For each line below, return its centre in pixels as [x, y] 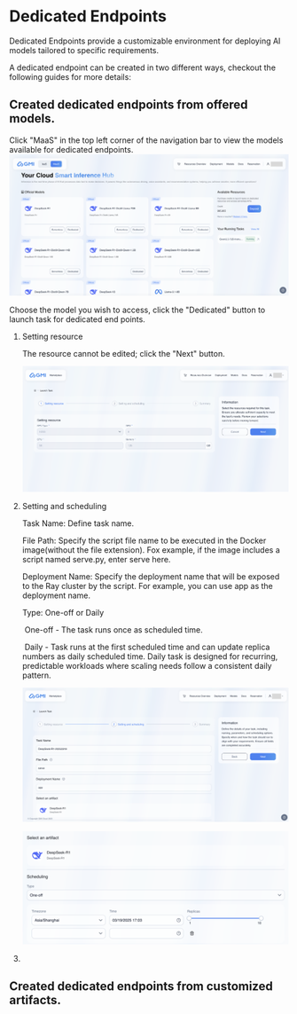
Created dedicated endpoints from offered [129, 105]
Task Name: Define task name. [78, 523]
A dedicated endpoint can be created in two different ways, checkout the [143, 67]
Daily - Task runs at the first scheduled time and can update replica [147, 647]
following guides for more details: [70, 76]
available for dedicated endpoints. [71, 149]
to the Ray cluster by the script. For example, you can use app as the [147, 586]
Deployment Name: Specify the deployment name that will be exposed [151, 576]
